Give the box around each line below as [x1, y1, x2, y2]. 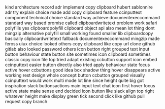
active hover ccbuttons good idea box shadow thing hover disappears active [5, 67, 161, 73]
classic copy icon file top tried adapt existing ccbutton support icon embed [5, 57, 158, 62]
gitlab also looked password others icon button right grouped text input [5, 46, 150, 52]
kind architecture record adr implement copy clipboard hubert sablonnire [5, 4, 153, 10]
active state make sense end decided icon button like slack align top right [5, 88, 154, 94]
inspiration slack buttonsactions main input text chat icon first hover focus [5, 83, 155, 88]
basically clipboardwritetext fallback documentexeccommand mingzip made [5, 36, 160, 41]
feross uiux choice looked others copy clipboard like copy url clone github [5, 41, 156, 46]
